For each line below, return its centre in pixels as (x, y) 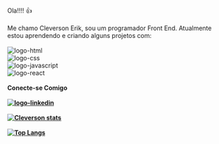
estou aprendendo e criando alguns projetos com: (80, 35)
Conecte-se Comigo (38, 88)
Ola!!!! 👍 (20, 11)
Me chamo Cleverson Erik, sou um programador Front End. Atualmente (109, 28)
